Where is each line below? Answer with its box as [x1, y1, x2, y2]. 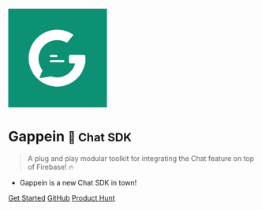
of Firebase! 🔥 [27, 162, 74, 171]
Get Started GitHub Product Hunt [8, 193, 116, 202]
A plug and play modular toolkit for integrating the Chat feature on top [27, 153, 255, 163]
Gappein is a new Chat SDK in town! [19, 178, 137, 187]
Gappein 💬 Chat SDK [8, 128, 133, 146]
